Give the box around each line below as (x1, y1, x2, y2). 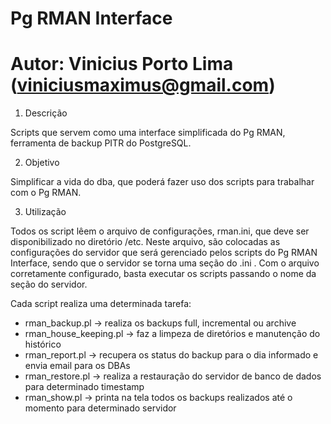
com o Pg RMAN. (10, 187, 82, 199)
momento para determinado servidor (24, 402, 177, 414)
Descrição (24, 107, 68, 119)
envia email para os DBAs (24, 360, 131, 372)
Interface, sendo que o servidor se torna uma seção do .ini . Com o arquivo (10, 257, 320, 269)
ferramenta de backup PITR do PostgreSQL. (10, 137, 192, 149)
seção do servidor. (10, 278, 88, 291)
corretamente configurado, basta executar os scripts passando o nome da (10, 268, 317, 280)
